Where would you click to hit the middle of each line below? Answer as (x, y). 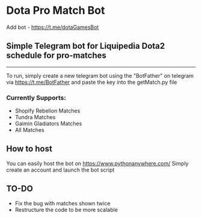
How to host (29, 149)
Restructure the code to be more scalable (66, 210)
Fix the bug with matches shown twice (63, 203)
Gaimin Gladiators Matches (48, 123)
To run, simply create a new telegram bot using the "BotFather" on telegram (100, 75)
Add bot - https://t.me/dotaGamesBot (53, 27)
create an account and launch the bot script (60, 170)
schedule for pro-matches (57, 56)
